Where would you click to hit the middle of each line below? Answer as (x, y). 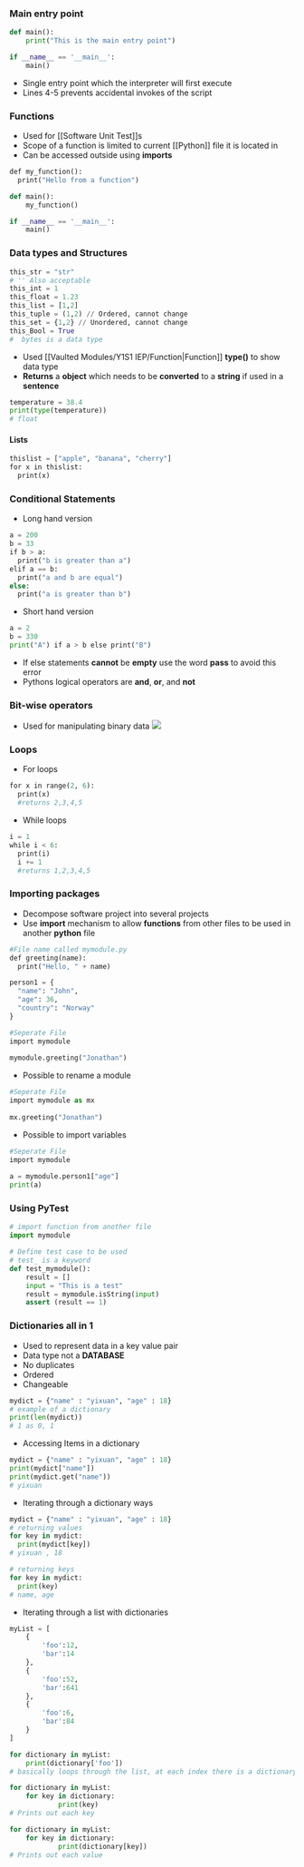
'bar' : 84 (58, 1722)
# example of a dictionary (60, 1409)
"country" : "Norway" (56, 1008)
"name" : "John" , (48, 992)
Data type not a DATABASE (73, 1355)
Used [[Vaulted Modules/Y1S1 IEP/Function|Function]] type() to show (151, 357)
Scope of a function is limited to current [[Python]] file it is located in (150, 146)
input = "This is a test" (75, 1285)
